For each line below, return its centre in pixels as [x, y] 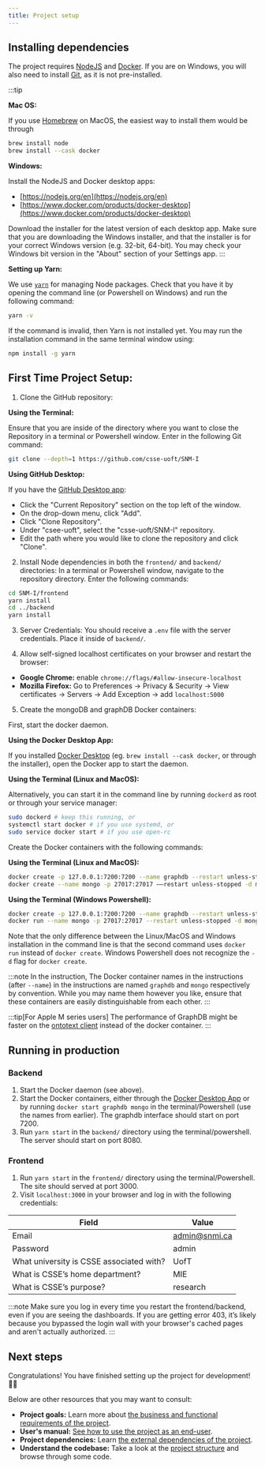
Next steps [35, 1357]
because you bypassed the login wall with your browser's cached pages [126, 1324]
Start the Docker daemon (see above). [82, 1089]
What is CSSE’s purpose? [59, 1287]
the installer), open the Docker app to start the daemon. [99, 764]
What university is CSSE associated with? [89, 1261]
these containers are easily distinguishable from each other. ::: [109, 1002]
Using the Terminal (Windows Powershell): [80, 899]
